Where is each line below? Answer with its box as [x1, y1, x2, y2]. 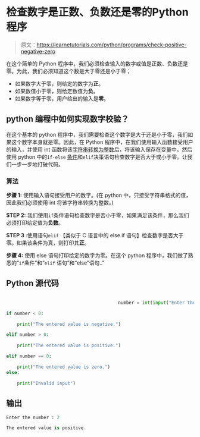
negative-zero [20, 48, 55, 55]
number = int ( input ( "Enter [118, 300, 185, 306]
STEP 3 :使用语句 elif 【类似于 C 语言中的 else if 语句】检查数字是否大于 [6, 232, 184, 239]
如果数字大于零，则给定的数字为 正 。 [14, 80, 104, 87]
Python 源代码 [6, 278, 60, 288]
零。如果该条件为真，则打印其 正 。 [6, 239, 90, 247]
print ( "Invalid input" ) [17, 380, 76, 386]
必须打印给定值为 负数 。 [6, 219, 64, 227]
